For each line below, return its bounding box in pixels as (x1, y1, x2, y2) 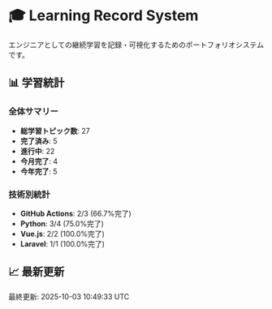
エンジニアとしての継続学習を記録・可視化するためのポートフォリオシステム (8, 40, 264, 49)
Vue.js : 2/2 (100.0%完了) (19, 229, 106, 238)
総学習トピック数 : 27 (19, 126, 91, 135)
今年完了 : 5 (19, 166, 58, 176)
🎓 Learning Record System (8, 6, 199, 25)
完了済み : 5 (19, 135, 58, 146)
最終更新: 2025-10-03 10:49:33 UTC (8, 291, 130, 301)
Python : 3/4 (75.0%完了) (19, 218, 104, 228)
